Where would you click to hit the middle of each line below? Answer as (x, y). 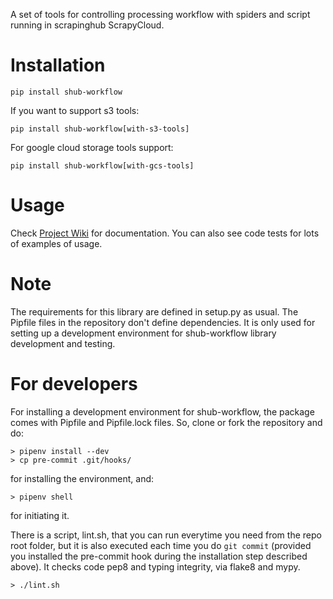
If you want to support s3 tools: (75, 110)
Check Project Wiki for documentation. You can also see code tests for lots (165, 233)
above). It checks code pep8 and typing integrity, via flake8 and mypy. (155, 566)
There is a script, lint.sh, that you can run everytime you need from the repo (166, 535)
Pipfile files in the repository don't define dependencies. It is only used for (163, 322)
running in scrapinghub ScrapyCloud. (87, 25)
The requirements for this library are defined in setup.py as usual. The (154, 311)
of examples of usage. (56, 243)
